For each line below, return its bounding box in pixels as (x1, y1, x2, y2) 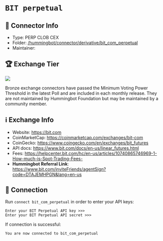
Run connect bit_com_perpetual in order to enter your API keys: (5, 199, 134, 205)
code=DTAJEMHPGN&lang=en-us (12, 171, 82, 177)
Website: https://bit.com (12, 129, 62, 135)
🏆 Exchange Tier (5, 60, 59, 68)
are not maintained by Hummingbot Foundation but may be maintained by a (5, 95, 159, 101)
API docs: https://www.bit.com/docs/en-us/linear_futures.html (12, 145, 139, 151)
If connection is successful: (5, 222, 61, 228)
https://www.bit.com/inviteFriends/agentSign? (12, 166, 106, 172)
